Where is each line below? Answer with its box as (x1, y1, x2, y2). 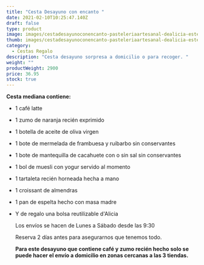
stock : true (6, 76, 36, 82)
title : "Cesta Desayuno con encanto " (6, 8, 104, 15)
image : (6, 31, 23, 38)
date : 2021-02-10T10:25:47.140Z (6, 15, 88, 21)
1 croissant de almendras (15, 187, 78, 194)
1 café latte (15, 105, 42, 112)
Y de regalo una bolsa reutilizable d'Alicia (15, 210, 118, 218)
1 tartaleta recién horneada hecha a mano (15, 175, 120, 182)
